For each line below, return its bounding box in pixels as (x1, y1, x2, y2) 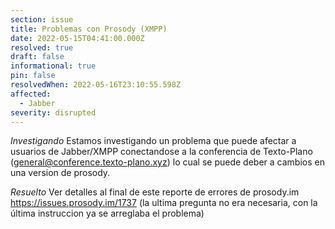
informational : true (10, 61, 97, 71)
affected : (10, 89, 52, 99)
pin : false (10, 71, 56, 81)
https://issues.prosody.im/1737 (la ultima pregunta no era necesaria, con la (10, 197, 318, 209)
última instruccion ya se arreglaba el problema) (10, 207, 205, 220)
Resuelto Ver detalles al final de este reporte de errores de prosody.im (10, 186, 300, 198)
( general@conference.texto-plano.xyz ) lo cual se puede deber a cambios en (10, 156, 325, 168)
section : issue (10, 14, 74, 25)
